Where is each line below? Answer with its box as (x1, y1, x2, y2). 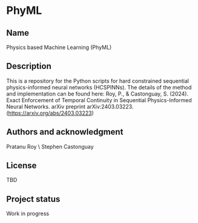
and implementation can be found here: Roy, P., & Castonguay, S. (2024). (6, 90, 189, 97)
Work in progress (6, 210, 50, 218)
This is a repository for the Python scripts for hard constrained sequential (6, 77, 190, 85)
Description (6, 61, 51, 71)
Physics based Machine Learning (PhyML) (6, 44, 112, 51)
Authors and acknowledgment (6, 127, 124, 137)
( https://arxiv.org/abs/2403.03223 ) (6, 109, 94, 117)
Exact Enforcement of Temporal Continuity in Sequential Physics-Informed (6, 96, 192, 103)
